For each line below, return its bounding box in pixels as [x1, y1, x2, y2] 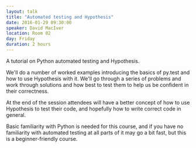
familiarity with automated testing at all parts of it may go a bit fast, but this [6, 129, 187, 136]
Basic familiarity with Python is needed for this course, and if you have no [6, 123, 184, 130]
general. [6, 111, 26, 118]
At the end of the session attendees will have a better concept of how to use [6, 99, 190, 106]
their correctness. [6, 88, 49, 95]
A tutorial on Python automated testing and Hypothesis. [6, 57, 140, 65]
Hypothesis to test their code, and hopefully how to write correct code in [6, 105, 181, 112]
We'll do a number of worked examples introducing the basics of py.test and [6, 69, 190, 76]
